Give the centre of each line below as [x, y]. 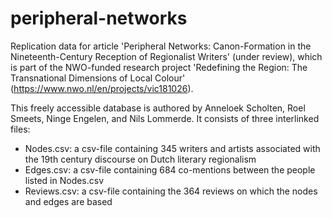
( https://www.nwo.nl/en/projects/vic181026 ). [102, 88]
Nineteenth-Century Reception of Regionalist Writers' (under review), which [166, 56]
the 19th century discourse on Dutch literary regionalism [140, 159]
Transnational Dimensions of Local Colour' [98, 78]
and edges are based [68, 201]
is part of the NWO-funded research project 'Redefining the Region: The [159, 67]
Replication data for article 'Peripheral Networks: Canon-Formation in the [161, 46]
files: [20, 129]
